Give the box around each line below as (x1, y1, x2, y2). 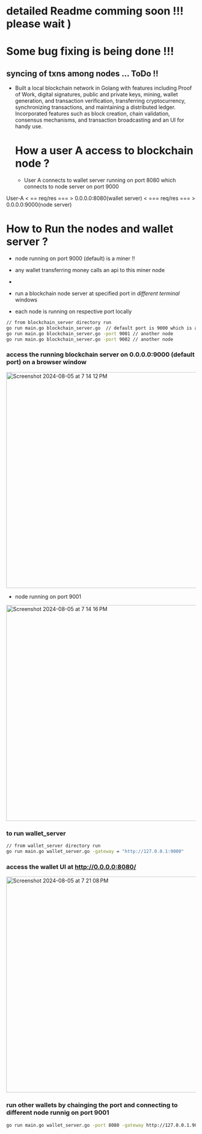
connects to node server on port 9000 (23, 183, 119, 190)
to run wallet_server (6, 829, 66, 837)
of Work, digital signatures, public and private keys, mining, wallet (14, 91, 179, 98)
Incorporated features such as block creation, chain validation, (14, 110, 170, 117)
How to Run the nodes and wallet (6, 222, 174, 236)
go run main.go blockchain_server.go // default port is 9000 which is (6, 325, 192, 331)
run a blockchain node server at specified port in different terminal (14, 290, 180, 297)
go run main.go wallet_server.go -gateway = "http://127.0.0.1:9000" (6, 849, 185, 855)
